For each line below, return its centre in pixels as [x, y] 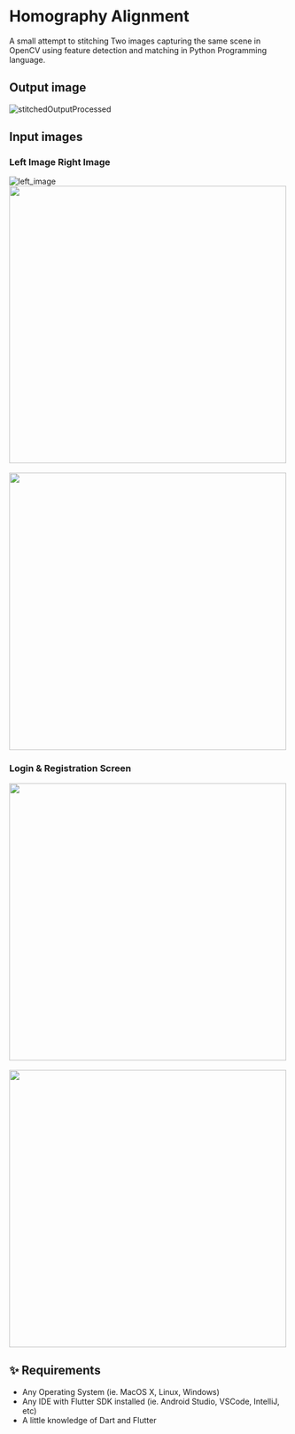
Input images [46, 137]
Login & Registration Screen [70, 768]
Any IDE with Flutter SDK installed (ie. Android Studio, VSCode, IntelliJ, [151, 1401]
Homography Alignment [99, 16]
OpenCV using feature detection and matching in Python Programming [138, 50]
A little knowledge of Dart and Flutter [89, 1420]
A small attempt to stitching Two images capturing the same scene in [135, 41]
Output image [48, 87]
